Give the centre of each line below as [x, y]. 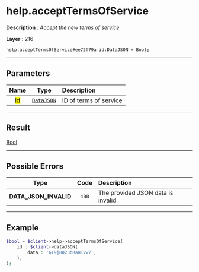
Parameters [28, 73]
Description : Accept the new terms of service [63, 27]
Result [18, 128]
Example [23, 228]
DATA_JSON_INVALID [40, 197]
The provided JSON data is [136, 193]
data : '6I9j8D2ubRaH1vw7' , [62, 252]
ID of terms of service [92, 100]
